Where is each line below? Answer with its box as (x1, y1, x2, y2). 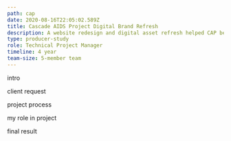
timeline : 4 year (7, 49, 57, 56)
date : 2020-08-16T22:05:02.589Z (7, 17, 100, 23)
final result (7, 127, 38, 135)
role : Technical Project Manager (7, 42, 103, 49)
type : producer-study (7, 36, 69, 43)
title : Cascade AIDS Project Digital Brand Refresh (7, 23, 158, 30)
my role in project (7, 113, 57, 122)
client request (7, 87, 46, 95)
